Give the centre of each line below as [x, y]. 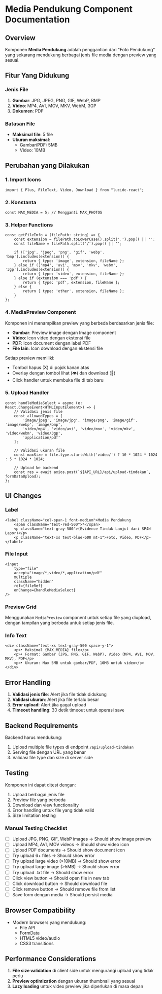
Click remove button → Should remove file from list [64, 889]
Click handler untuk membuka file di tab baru [58, 380]
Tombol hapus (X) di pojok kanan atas [51, 367]
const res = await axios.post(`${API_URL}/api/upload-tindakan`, [82, 472]
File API [27, 927]
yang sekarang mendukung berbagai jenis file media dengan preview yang [81, 55]
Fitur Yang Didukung [37, 76]
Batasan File [20, 123]
